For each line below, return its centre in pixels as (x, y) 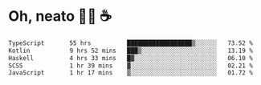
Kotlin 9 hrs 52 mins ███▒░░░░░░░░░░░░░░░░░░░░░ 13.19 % (130, 51)
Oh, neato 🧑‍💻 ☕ (60, 16)
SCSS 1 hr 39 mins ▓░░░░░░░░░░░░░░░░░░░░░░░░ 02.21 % (130, 66)
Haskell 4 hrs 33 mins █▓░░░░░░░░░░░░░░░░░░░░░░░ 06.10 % (130, 58)
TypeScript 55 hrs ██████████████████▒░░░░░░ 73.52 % (130, 43)
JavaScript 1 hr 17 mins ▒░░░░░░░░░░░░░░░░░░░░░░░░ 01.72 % (130, 73)
